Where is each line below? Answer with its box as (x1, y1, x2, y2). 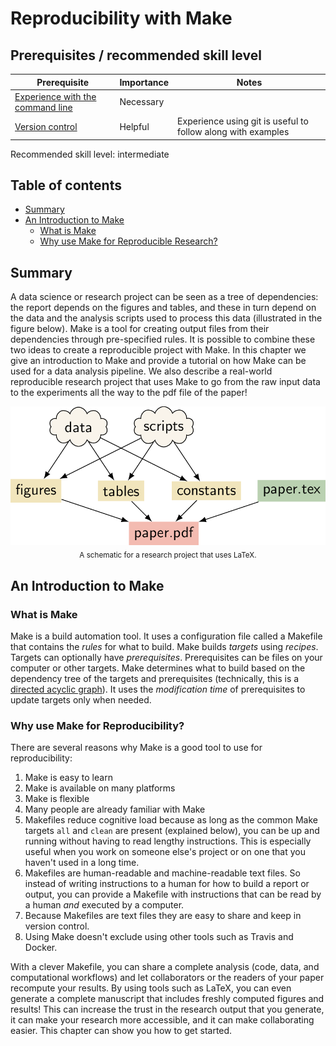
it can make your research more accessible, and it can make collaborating (10, 1014, 315, 1026)
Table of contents (10, 177, 122, 194)
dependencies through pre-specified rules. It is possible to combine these (10, 333, 316, 346)
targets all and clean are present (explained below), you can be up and (24, 825, 320, 837)
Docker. (24, 942, 58, 954)
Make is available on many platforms (24, 782, 176, 794)
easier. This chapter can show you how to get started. (10, 1025, 233, 1037)
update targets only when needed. (10, 694, 152, 706)
